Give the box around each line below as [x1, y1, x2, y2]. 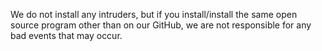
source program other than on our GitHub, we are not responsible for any [10, 19, 312, 31]
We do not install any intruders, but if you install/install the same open [10, 9, 298, 20]
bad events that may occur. [10, 30, 123, 41]
